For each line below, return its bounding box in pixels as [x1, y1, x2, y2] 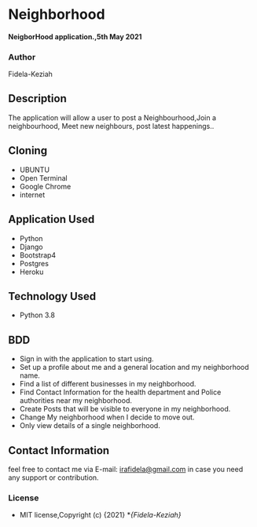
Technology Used [8, 289, 97, 303]
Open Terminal [19, 173, 68, 182]
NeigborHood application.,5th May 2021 [8, 31, 142, 41]
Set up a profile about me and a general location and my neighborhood [19, 363, 249, 372]
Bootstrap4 [19, 250, 57, 260]
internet [19, 190, 46, 199]
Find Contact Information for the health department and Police [19, 387, 222, 397]
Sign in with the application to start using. [19, 354, 155, 364]
